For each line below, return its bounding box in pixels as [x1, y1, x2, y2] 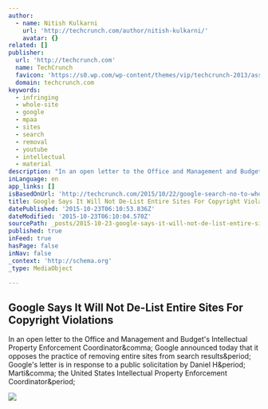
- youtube [15, 145, 48, 153]
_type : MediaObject [8, 264, 73, 272]
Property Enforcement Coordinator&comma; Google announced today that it [8, 343, 259, 352]
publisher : [8, 49, 45, 57]
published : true [8, 227, 62, 236]
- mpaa [15, 116, 37, 124]
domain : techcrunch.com [15, 78, 94, 86]
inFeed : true [8, 235, 52, 243]
